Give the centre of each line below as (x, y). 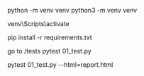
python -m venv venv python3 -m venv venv (72, 10)
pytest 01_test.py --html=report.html (60, 65)
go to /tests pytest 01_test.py (50, 51)
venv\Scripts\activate (38, 24)
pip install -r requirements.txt (50, 37)
